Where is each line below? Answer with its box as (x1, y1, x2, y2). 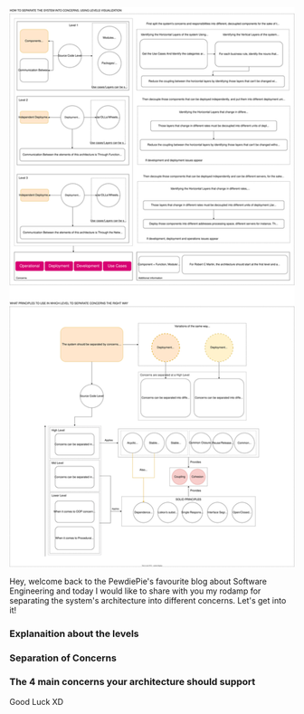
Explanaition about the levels (9, 627, 139, 640)
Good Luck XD (9, 696, 64, 707)
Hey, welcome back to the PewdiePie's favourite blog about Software (9, 576, 267, 586)
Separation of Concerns (9, 652, 118, 664)
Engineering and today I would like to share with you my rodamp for (9, 585, 261, 596)
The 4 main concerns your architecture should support (9, 676, 256, 689)
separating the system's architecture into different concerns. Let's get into (9, 595, 287, 605)
